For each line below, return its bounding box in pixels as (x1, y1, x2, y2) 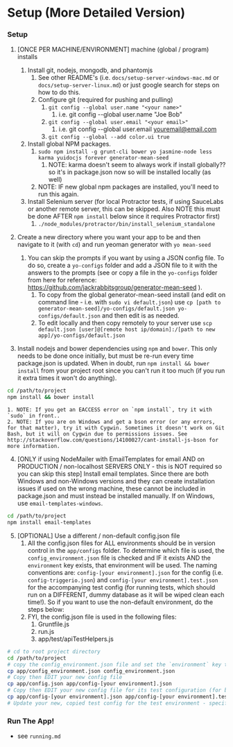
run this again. (37, 190, 79, 198)
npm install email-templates (7, 519, 92, 526)
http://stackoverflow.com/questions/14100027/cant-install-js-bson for (7, 437, 218, 444)
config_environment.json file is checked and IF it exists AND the (27, 553, 212, 562)
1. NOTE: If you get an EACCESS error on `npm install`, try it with (7, 406, 213, 413)
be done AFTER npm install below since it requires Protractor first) (27, 212, 221, 221)
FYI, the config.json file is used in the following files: (27, 612, 177, 621)
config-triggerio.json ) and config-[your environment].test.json (27, 576, 218, 584)
